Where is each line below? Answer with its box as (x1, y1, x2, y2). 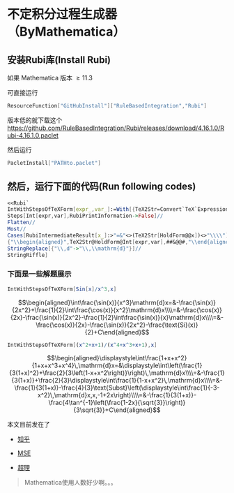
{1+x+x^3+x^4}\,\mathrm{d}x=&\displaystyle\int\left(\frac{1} (31, 361, 203, 370)
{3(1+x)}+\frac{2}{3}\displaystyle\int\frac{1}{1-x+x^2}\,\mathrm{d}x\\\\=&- (11, 376, 223, 385)
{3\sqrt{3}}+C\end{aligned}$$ (73, 406, 161, 414)
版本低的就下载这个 (7, 116, 63, 124)
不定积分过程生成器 (7, 6, 118, 22)
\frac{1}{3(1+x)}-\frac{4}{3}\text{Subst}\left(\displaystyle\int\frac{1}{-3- (14, 383, 220, 392)
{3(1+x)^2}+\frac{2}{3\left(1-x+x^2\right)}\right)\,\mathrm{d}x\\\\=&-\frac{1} (9, 369, 225, 377)
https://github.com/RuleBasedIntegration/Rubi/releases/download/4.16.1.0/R (7, 124, 225, 132)
